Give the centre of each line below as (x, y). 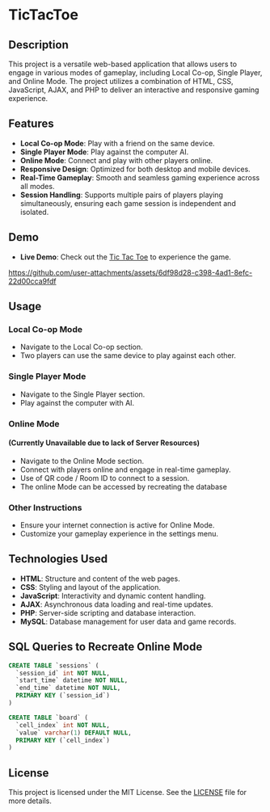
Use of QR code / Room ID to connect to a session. (105, 478)
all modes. (37, 186)
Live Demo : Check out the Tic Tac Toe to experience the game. (126, 257)
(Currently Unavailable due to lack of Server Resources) (104, 443)
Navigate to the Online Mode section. (82, 461)
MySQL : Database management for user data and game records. (128, 621)
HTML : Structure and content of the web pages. (100, 578)
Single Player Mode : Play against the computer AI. (104, 152)
